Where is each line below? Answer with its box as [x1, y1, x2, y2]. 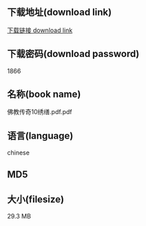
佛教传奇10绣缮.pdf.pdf [7, 108, 72, 116]
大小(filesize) [7, 194, 64, 205]
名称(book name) [7, 89, 81, 100]
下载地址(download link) [7, 6, 112, 19]
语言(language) [7, 130, 74, 142]
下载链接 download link [7, 26, 73, 34]
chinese [7, 148, 30, 157]
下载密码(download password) [7, 48, 140, 60]
